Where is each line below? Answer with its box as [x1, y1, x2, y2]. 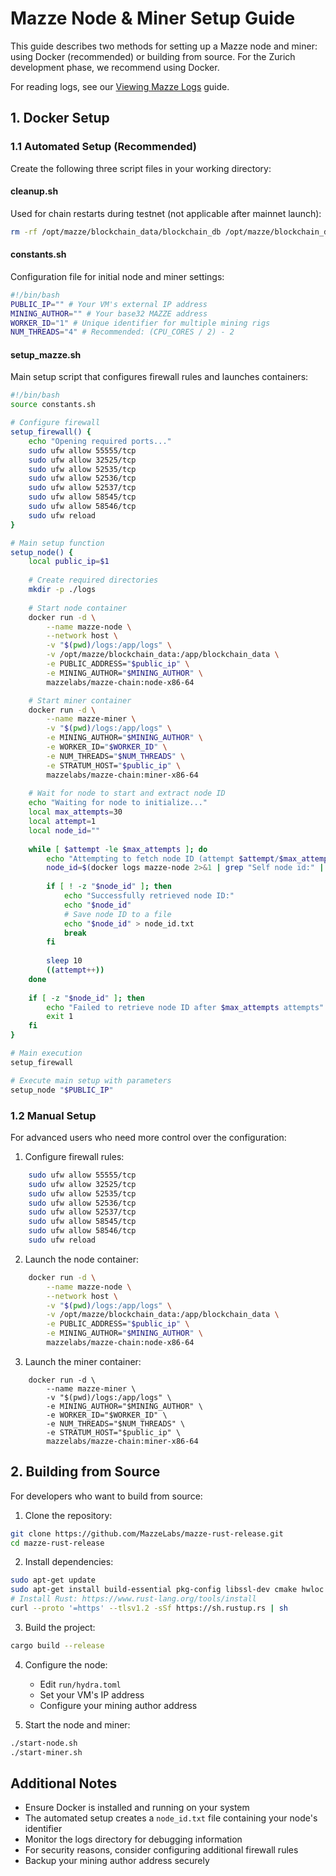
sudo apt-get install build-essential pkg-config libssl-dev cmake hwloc [10, 1585, 325, 1595]
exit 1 [46, 1012, 74, 1022]
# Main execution [10, 1048, 83, 1059]
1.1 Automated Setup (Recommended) [10, 140, 197, 154]
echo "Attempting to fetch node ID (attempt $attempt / [46, 853, 280, 864]
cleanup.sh [10, 185, 59, 197]
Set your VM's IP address [39, 1688, 145, 1701]
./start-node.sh [10, 1738, 78, 1748]
